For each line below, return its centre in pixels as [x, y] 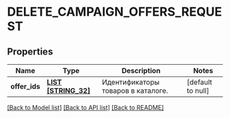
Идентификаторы [130, 82]
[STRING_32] [68, 91]
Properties [30, 51]
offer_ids [25, 86]
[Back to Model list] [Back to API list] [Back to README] [86, 107]
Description [141, 71]
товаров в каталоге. [135, 91]
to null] [198, 91]
